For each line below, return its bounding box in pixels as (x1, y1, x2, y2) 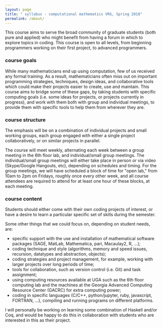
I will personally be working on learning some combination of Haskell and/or (5, 307, 157, 313)
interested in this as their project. (5, 317, 72, 323)
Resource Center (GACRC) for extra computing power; (12, 287, 121, 293)
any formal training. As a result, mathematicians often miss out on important (5, 73, 157, 79)
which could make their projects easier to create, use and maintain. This (5, 84, 149, 89)
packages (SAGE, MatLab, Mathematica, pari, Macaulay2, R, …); (12, 241, 141, 247)
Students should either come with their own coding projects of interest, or (5, 207, 153, 212)
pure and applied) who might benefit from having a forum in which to (5, 35, 143, 40)
